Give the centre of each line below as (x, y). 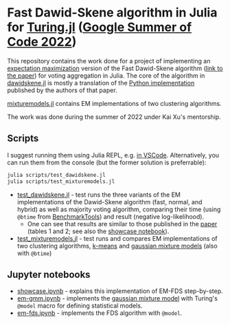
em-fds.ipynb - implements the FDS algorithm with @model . (100, 313)
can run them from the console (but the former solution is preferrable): (107, 162)
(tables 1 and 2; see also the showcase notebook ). (98, 231)
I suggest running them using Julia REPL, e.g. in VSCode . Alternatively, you (113, 155)
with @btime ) (34, 253)
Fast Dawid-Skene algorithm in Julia (112, 13)
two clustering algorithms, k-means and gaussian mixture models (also (117, 246)
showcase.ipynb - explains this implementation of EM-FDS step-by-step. (120, 291)
